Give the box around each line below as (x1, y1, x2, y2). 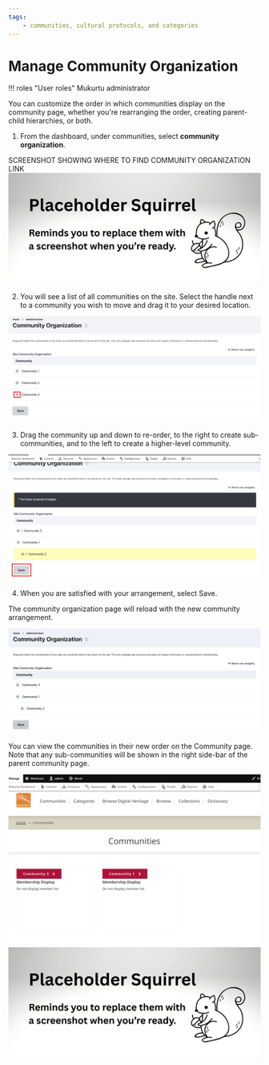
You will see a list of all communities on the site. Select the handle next (19, 292, 254, 302)
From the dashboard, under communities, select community (19, 132, 219, 141)
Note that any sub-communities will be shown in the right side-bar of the (8, 750, 248, 759)
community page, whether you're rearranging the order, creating (8, 107, 222, 117)
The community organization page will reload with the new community (8, 604, 240, 613)
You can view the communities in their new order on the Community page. (8, 741, 253, 751)
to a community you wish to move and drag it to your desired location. (19, 301, 251, 310)
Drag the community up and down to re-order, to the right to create (19, 430, 242, 440)
